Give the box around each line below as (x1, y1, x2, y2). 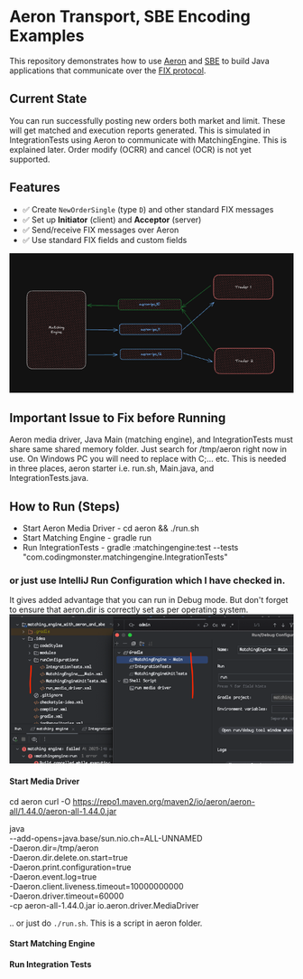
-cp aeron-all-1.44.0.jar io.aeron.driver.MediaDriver (9, 899, 199, 910)
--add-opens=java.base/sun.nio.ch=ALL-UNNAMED (9, 833, 203, 843)
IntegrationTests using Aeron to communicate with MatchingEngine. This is (9, 134, 287, 146)
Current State (9, 91, 87, 107)
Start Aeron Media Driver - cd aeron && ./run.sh (22, 522, 200, 534)
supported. (9, 154, 50, 165)
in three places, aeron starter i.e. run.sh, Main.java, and (9, 463, 215, 474)
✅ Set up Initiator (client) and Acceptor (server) (22, 214, 202, 225)
